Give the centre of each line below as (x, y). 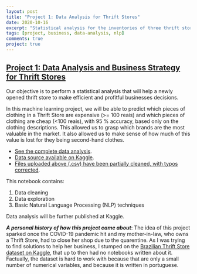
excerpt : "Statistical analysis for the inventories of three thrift (93, 28)
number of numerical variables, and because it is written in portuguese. (92, 265)
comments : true (25, 39)
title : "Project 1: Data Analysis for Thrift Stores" (73, 17)
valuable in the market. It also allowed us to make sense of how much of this (98, 133)
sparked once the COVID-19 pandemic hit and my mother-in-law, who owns (97, 234)
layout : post (22, 11)
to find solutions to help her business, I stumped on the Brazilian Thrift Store (98, 246)
